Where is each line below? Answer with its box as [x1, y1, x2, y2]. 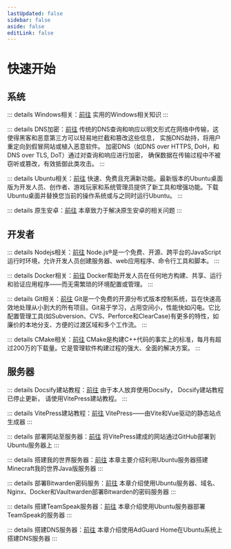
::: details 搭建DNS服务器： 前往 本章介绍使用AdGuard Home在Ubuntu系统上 [7, 526, 223, 534]
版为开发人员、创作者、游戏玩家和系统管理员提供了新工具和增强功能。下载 [7, 183, 219, 191]
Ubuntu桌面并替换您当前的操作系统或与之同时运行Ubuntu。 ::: [7, 191, 183, 200]
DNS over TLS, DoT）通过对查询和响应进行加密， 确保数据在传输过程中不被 [7, 151, 221, 160]
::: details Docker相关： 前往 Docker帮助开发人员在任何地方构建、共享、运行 [7, 271, 222, 280]
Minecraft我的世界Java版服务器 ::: [7, 464, 103, 472]
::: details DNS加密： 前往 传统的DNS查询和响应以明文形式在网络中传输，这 [7, 125, 219, 133]
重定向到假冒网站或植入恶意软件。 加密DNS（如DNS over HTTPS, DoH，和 [7, 142, 219, 151]
